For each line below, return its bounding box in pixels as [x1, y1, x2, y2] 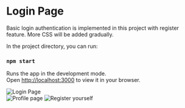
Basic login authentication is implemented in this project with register [6, 24, 180, 32]
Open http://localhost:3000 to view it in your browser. [6, 76, 141, 84]
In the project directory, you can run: [6, 42, 98, 50]
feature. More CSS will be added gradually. [6, 30, 114, 38]
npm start [6, 58, 35, 64]
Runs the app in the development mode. [6, 70, 106, 77]
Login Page [6, 4, 64, 18]
